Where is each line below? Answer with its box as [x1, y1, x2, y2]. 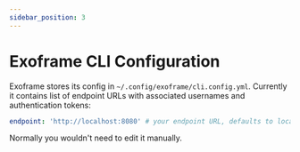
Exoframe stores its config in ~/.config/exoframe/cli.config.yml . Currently [9, 81, 287, 92]
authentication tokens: [9, 100, 92, 110]
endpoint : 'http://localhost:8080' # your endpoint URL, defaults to [9, 116, 274, 125]
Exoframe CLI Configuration [9, 51, 221, 71]
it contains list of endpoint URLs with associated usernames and [9, 90, 246, 100]
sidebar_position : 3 [9, 12, 87, 22]
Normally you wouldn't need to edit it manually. [9, 132, 183, 143]
